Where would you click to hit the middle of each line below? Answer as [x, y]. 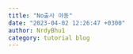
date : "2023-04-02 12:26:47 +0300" [67, 23]
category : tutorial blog [49, 38]
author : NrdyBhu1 [37, 30]
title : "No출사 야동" [40, 15]
